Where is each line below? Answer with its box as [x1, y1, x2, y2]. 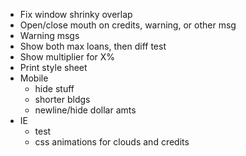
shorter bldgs [34, 94, 91, 105]
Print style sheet [19, 62, 88, 73]
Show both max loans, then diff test [19, 40, 167, 52]
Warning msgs [19, 30, 80, 41]
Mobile [19, 72, 49, 84]
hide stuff [34, 83, 75, 94]
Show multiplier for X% [19, 51, 116, 63]
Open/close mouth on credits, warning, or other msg [19, 19, 237, 31]
